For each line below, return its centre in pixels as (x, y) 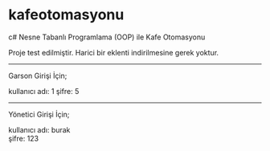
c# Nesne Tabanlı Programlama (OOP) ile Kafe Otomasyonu (107, 37)
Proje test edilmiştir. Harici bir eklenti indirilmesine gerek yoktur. (114, 52)
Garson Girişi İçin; (38, 75)
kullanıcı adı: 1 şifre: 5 (44, 91)
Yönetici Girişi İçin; (39, 114)
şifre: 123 (24, 138)
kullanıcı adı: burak (39, 129)
